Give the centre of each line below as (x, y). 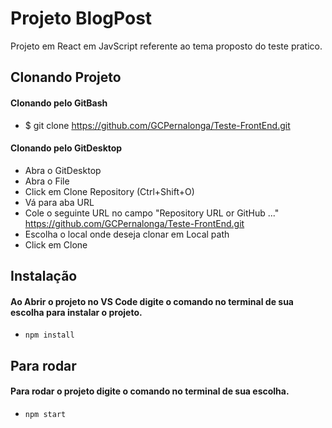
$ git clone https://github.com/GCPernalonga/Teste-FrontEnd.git (157, 125)
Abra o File (47, 181)
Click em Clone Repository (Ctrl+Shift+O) (109, 191)
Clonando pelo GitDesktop (66, 148)
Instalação (44, 276)
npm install (49, 335)
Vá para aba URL (59, 202)
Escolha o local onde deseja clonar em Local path (127, 234)
